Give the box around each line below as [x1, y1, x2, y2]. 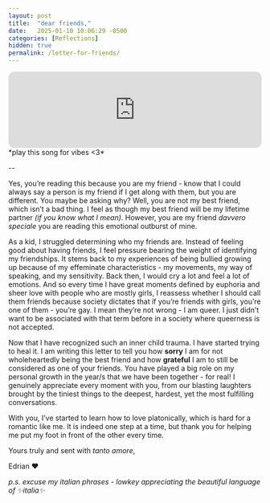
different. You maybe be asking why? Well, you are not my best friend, [8, 196, 241, 205]
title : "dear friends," [8, 19, 92, 27]
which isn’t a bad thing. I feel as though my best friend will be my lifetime [8, 204, 250, 214]
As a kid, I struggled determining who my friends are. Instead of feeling [8, 237, 243, 246]
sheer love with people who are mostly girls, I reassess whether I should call [8, 288, 261, 297]
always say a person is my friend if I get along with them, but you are [8, 187, 237, 197]
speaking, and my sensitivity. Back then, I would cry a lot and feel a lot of [8, 271, 250, 280]
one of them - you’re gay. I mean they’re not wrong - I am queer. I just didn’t [8, 305, 260, 314]
